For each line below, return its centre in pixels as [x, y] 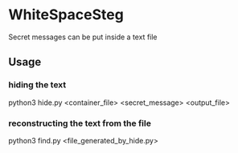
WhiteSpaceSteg [66, 15]
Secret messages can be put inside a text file [83, 37]
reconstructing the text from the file [80, 123]
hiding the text [37, 85]
